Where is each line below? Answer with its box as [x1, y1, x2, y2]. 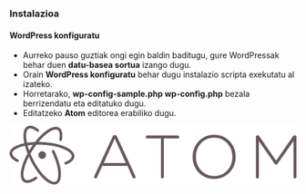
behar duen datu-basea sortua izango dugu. [22, 60, 192, 71]
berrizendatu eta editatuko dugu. [22, 98, 147, 109]
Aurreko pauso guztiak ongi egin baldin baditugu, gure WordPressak [22, 50, 280, 61]
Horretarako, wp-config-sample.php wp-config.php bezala [22, 89, 250, 100]
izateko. [22, 79, 53, 90]
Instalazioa [9, 7, 59, 20]
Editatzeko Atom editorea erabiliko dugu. [22, 108, 177, 119]
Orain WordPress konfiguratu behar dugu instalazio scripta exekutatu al [22, 69, 295, 80]
